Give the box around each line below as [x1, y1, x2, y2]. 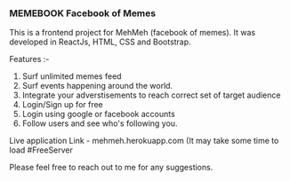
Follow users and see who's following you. [21, 118, 178, 129]
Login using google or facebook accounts [21, 109, 175, 120]
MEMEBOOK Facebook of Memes [9, 7, 157, 20]
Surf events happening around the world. [21, 81, 173, 91]
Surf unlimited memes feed [21, 71, 122, 82]
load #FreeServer [9, 145, 74, 155]
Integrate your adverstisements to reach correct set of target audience [21, 90, 281, 100]
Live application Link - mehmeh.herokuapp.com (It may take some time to [9, 136, 279, 146]
